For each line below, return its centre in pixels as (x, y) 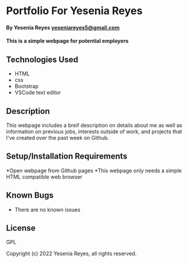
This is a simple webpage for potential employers (68, 41)
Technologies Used (42, 59)
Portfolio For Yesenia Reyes (74, 11)
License (21, 228)
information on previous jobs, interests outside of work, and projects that (94, 131)
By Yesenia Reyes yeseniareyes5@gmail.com (63, 27)
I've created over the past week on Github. (58, 138)
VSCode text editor (38, 93)
